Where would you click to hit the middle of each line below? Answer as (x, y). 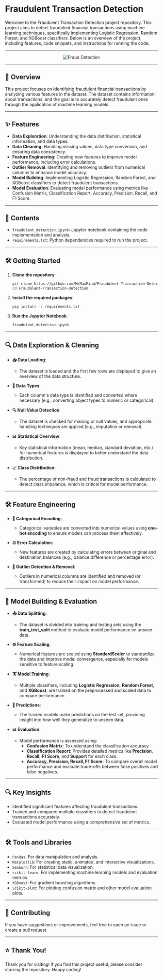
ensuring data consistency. (39, 152)
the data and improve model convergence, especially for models (84, 659)
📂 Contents (22, 218)
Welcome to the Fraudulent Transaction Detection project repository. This (78, 22)
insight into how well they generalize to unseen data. (72, 720)
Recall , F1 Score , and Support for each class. (72, 756)
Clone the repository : (34, 275)
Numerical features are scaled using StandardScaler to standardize (87, 654)
